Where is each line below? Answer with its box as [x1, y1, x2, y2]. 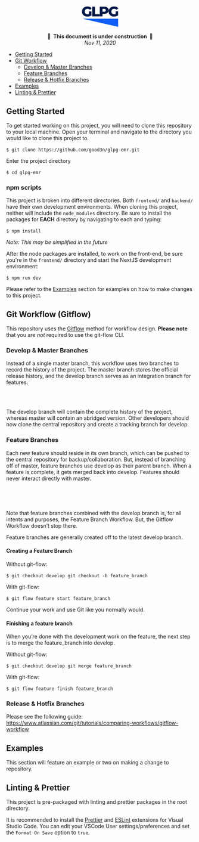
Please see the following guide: [6, 713, 83, 720]
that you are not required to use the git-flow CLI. [6, 332, 125, 339]
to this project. [6, 292, 42, 299]
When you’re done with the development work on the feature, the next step [6, 633, 191, 640]
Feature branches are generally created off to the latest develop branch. [6, 534, 184, 541]
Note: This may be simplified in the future [6, 239, 108, 246]
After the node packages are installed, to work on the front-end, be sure [6, 250, 183, 258]
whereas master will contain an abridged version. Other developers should [6, 414, 189, 422]
